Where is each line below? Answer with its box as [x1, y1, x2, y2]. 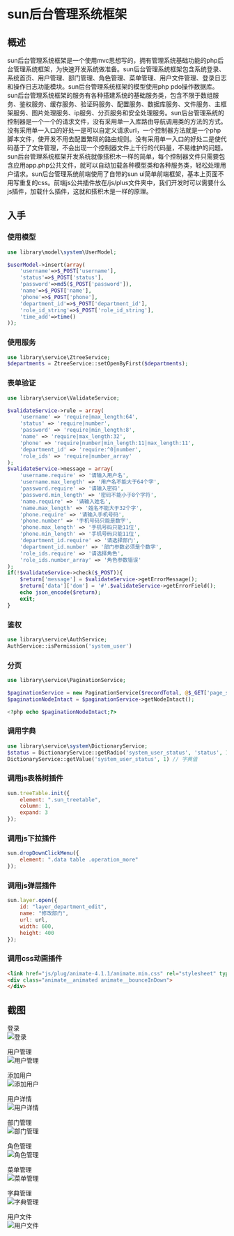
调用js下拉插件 [7, 834, 56, 843]
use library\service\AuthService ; [7, 636, 108, 643]
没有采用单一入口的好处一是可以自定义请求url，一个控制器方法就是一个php [7, 126, 221, 134]
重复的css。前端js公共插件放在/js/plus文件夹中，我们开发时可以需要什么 [19, 179, 226, 187]
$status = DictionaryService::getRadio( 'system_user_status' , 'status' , [7, 749, 223, 756]
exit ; [19, 595, 36, 602]
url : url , [19, 916, 49, 923]
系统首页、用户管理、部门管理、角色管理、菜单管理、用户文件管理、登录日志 [7, 74, 227, 82]
